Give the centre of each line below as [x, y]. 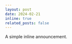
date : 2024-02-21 [23, 14]
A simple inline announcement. [36, 37]
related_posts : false [27, 23]
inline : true [18, 18]
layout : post [18, 9]
